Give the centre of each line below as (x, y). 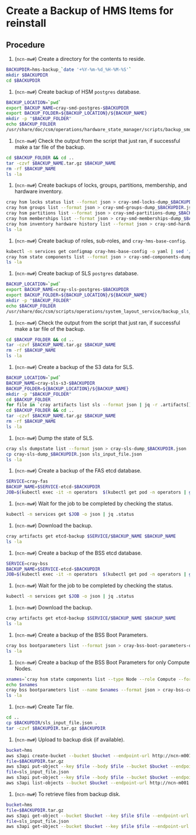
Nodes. (23, 668)
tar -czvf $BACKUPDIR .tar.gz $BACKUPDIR (56, 728)
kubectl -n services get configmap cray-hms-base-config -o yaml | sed (95, 251)
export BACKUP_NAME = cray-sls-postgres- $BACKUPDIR (68, 290)
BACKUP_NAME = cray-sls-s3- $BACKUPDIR (50, 383)
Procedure (26, 45)
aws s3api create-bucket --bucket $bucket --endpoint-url (78, 756)
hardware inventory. (38, 191)
